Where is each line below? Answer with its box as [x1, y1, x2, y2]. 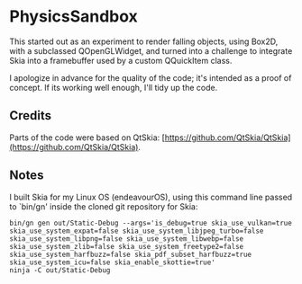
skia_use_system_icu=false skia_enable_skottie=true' [9, 258, 216, 267]
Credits [9, 108, 52, 123]
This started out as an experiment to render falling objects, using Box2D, [9, 36, 279, 47]
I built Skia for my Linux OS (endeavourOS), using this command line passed [9, 191, 293, 202]
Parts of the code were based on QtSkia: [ [9, 132, 165, 143]
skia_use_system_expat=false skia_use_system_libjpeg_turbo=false [9, 226, 264, 235]
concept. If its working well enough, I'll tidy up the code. [9, 82, 218, 93]
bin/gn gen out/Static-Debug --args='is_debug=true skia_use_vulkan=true [9, 218, 293, 227]
